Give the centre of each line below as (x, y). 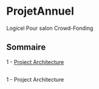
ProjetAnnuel (40, 11)
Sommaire (26, 47)
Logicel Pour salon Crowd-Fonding (50, 28)
